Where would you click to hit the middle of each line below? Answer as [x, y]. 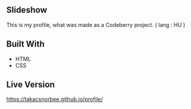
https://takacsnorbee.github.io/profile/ [54, 99]
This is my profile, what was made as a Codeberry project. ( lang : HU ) [96, 24]
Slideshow [27, 10]
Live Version [31, 85]
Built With [25, 44]
